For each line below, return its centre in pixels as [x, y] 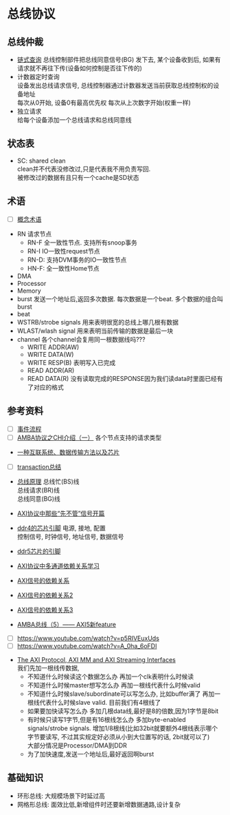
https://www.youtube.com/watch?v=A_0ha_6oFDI [87, 646]
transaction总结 [39, 466]
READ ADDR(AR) [51, 370]
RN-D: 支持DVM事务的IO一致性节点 [77, 260]
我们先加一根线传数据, [48, 668]
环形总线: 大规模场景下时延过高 [61, 796]
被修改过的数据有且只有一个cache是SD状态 [78, 177]
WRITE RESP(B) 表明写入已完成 [71, 362]
